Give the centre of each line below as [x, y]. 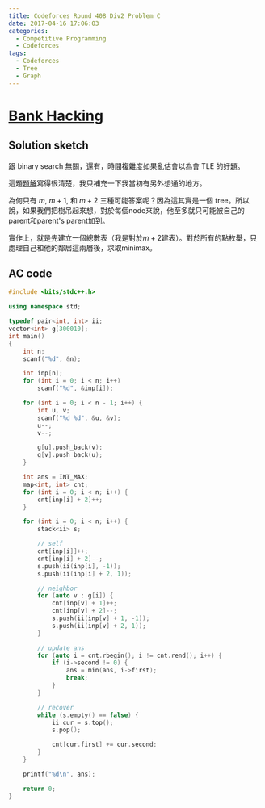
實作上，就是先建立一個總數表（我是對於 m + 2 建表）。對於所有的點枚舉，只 [133, 237]
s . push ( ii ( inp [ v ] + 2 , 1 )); [99, 626]
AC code [30, 274]
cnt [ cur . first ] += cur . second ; [104, 745]
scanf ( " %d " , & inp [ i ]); [76, 388]
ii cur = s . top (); [82, 722]
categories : [28, 31]
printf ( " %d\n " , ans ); [59, 774]
